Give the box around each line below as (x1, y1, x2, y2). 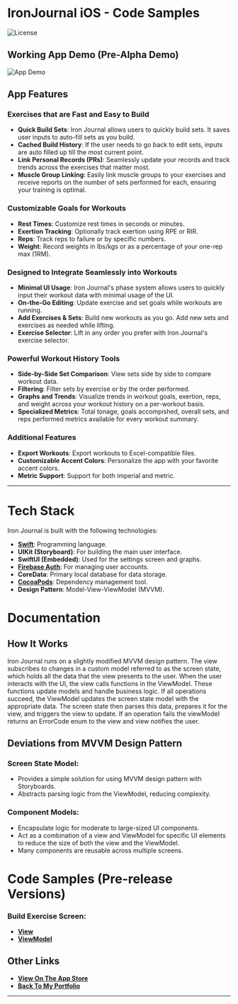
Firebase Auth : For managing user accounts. (17, 562, 149, 571)
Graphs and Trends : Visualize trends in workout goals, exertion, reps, (17, 392, 221, 401)
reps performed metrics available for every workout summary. (17, 415, 199, 423)
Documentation (7, 610, 101, 626)
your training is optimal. (17, 186, 87, 194)
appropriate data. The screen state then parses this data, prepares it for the (7, 702, 228, 710)
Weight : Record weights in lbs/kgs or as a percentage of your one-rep (17, 242, 223, 251)
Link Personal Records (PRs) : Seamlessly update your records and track (17, 156, 230, 164)
